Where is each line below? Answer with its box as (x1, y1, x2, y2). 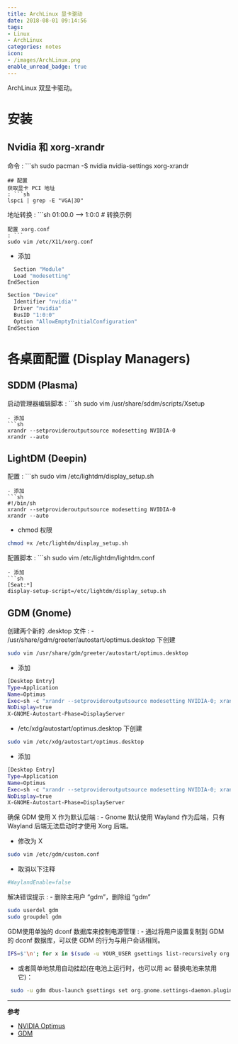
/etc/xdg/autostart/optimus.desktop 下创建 (17, 724, 143, 733)
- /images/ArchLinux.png (7, 57, 81, 64)
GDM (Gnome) (7, 607, 72, 619)
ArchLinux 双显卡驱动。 (7, 83, 76, 92)
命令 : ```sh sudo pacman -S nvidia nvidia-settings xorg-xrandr (7, 161, 189, 170)
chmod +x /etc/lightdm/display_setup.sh (7, 540, 129, 547)
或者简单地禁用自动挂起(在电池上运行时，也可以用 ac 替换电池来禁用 (17, 964, 217, 972)
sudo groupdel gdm (7, 913, 62, 921)
